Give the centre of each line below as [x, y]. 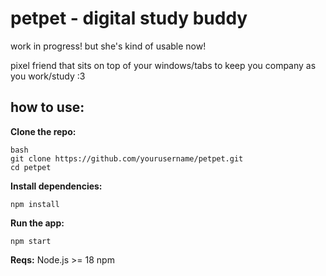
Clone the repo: [43, 131]
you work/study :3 [48, 76]
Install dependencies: [56, 186]
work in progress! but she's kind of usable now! [108, 46]
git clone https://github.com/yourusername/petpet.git [127, 158]
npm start [31, 241]
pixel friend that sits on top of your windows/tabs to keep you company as [163, 65]
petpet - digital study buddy [129, 18]
